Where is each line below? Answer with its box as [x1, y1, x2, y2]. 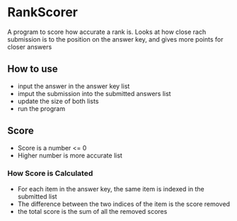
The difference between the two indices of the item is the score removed [17, 199, 231, 208]
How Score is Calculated [7, 169, 93, 179]
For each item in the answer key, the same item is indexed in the [17, 184, 205, 193]
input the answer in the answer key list [17, 82, 130, 90]
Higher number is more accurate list [17, 151, 122, 160]
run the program [17, 104, 66, 113]
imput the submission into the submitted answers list [17, 89, 171, 97]
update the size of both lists [17, 97, 99, 105]
